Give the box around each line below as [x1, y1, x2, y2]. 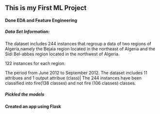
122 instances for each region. [5, 60, 65, 66]
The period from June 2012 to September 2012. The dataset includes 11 [5, 70, 147, 76]
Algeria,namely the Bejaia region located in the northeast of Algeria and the [5, 46, 155, 51]
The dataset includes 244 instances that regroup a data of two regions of [5, 41, 151, 47]
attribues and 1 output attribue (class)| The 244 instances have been [5, 75, 142, 81]
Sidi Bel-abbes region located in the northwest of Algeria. [5, 51, 120, 57]
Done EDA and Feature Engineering [5, 17, 78, 23]
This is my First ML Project [5, 4, 87, 12]
